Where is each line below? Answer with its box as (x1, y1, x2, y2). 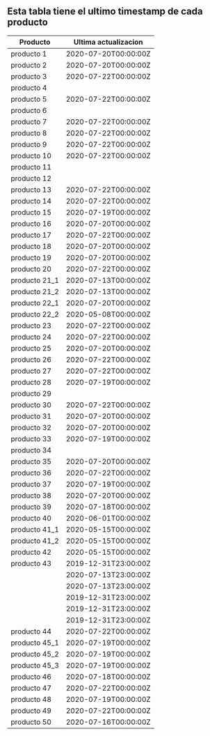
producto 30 (10, 400, 52, 410)
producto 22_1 (10, 298, 59, 307)
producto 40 (10, 513, 52, 523)
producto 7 (10, 116, 47, 126)
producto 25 (10, 343, 52, 353)
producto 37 (10, 479, 52, 489)
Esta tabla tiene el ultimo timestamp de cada (7, 6, 203, 17)
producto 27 (10, 366, 52, 376)
